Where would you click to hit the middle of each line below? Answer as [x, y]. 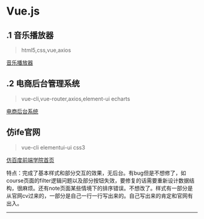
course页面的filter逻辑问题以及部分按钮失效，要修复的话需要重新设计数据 [98, 180]
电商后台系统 [22, 111]
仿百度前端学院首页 [30, 160]
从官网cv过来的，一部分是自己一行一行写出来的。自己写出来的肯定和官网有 [100, 195]
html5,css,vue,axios [46, 50]
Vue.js [23, 11]
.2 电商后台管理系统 [43, 84]
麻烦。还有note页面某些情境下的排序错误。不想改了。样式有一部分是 [107, 188]
